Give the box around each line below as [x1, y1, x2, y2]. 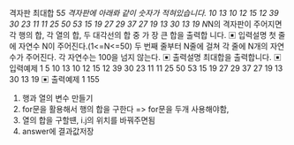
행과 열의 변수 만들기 [21, 93, 94, 103]
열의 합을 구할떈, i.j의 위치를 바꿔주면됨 [21, 115, 156, 126]
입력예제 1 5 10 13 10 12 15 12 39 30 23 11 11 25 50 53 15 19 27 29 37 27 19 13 [9, 63, 283, 73]
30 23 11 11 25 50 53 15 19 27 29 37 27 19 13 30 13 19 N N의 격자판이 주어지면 [9, 19, 283, 29]
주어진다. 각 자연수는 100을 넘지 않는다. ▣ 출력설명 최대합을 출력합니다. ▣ [25, 52, 283, 62]
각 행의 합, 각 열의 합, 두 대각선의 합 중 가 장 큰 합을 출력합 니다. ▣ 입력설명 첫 [9, 30, 276, 40]
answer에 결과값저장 [21, 126, 94, 136]
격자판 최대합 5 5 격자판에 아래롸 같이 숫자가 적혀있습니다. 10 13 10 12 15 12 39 [9, 8, 280, 18]
